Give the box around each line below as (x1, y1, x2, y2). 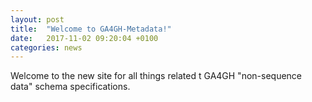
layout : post (10, 14, 65, 25)
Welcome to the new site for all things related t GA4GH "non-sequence (10, 70, 303, 82)
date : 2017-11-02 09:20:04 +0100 (10, 33, 159, 43)
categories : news (10, 42, 83, 53)
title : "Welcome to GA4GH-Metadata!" (10, 24, 172, 34)
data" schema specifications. (10, 81, 131, 93)
